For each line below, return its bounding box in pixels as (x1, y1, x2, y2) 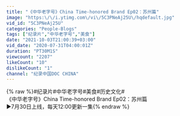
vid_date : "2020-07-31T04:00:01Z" (6, 43, 94, 49)
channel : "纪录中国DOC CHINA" (6, 71, 79, 77)
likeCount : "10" (6, 59, 47, 65)
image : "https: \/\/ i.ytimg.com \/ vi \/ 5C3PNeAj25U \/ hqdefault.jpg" (6, 14, 175, 21)
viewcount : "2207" (6, 54, 53, 60)
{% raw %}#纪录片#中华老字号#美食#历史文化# (6, 88, 125, 95)
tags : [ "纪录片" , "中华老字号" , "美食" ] (6, 31, 95, 37)
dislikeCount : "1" (6, 65, 53, 71)
